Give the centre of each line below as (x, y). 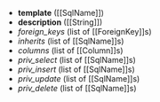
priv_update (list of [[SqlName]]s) (79, 78)
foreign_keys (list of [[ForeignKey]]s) (84, 31)
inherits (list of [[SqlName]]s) (71, 41)
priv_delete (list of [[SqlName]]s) (77, 88)
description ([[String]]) (60, 22)
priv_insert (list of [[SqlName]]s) (76, 69)
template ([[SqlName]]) (61, 13)
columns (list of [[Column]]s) (70, 51)
